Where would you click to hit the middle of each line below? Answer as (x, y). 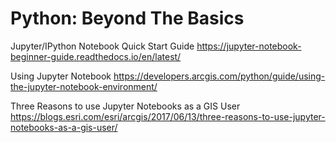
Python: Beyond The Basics (127, 18)
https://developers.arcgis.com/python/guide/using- (219, 76)
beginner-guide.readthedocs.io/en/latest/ (96, 56)
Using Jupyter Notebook (61, 76)
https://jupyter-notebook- (249, 46)
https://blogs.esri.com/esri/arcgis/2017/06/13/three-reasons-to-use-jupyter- (168, 116)
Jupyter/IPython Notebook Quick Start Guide (102, 46)
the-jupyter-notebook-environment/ (84, 86)
